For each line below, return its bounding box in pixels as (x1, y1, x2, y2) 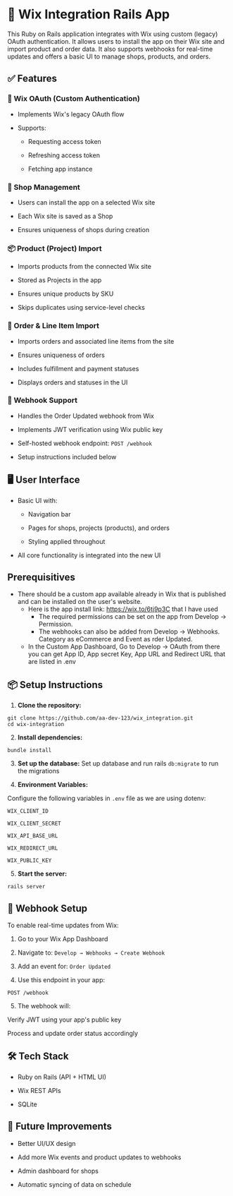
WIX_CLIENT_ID (7, 808, 49, 815)
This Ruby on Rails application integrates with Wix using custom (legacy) (7, 30, 218, 38)
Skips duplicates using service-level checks (17, 303, 146, 312)
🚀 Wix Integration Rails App (7, 6, 170, 23)
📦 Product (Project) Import (7, 243, 102, 253)
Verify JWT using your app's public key (7, 1015, 122, 1024)
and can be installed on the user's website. (17, 598, 142, 606)
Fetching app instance (27, 164, 93, 173)
